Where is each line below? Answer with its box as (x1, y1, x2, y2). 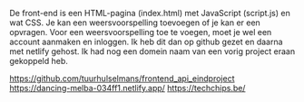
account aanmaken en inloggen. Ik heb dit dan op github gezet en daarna (9, 36, 283, 47)
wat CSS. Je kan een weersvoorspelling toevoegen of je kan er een (9, 17, 260, 28)
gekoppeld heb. (9, 56, 68, 66)
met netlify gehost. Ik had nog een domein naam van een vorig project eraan (9, 46, 296, 57)
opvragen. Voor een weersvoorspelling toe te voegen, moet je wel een (9, 27, 272, 37)
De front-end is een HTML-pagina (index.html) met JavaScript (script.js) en (9, 8, 290, 18)
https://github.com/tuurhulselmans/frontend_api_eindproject (9, 73, 235, 84)
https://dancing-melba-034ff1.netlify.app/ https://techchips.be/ (9, 83, 246, 93)
